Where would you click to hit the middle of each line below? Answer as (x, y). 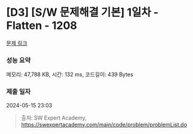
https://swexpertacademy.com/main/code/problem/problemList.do (104, 124)
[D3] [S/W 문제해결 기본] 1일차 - (82, 12)
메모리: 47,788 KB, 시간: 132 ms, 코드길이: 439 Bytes (70, 75)
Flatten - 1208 (42, 26)
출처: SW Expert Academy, (54, 118)
